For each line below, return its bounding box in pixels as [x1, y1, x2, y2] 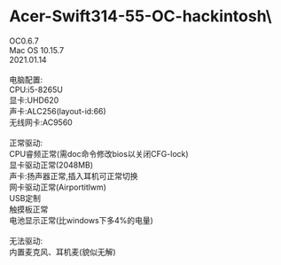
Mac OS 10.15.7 [9, 44, 65, 55]
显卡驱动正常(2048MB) [9, 160, 94, 170]
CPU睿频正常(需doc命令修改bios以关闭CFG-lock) [9, 148, 189, 159]
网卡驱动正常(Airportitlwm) [9, 182, 106, 192]
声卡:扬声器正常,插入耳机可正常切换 [9, 170, 139, 181]
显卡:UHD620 [9, 95, 59, 105]
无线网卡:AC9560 [9, 117, 73, 128]
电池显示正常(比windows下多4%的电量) [9, 214, 153, 225]
